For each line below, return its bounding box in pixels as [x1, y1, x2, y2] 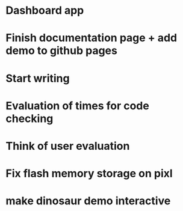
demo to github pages [5, 44, 118, 58]
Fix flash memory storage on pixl [5, 167, 173, 180]
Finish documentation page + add [5, 31, 178, 45]
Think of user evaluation [5, 139, 130, 153]
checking [5, 112, 54, 125]
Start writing [5, 72, 70, 85]
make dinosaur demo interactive [5, 194, 171, 208]
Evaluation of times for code [5, 99, 150, 112]
